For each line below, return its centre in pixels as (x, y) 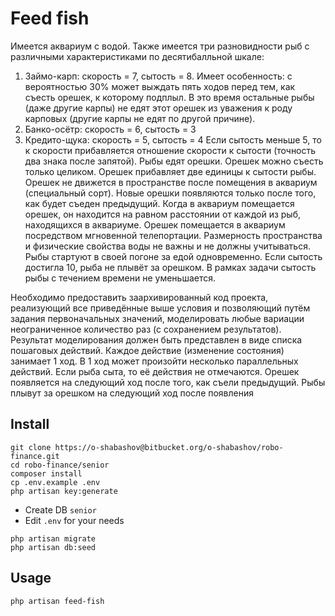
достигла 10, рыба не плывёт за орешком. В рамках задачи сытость (170, 267)
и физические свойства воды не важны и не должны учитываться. (167, 246)
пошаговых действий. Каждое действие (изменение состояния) (147, 350)
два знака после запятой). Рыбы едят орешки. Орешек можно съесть (174, 161)
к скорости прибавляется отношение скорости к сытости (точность (170, 150)
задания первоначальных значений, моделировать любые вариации (157, 318)
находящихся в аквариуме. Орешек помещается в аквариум (155, 224)
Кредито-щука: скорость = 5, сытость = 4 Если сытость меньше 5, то (173, 139)
